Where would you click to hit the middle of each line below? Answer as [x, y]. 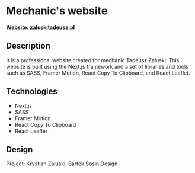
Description [28, 46]
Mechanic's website [57, 11]
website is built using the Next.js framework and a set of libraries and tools [97, 66]
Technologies [32, 92]
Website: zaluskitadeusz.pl [41, 27]
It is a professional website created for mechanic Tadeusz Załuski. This [93, 60]
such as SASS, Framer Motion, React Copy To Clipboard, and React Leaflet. [98, 73]
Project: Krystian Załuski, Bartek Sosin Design [62, 164]
